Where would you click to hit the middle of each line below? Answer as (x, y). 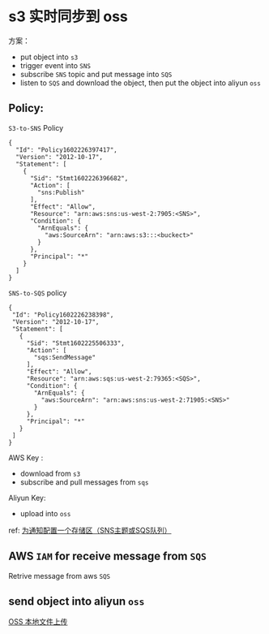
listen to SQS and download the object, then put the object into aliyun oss (140, 83)
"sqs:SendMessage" (64, 357)
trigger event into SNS (56, 65)
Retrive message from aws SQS (60, 576)
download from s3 (50, 473)
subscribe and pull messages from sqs (84, 482)
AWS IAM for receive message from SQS (107, 556)
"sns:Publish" (61, 192)
